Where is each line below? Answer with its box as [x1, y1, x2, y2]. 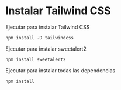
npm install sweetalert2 [5, 56, 66, 62]
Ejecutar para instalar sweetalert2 [5, 45, 87, 52]
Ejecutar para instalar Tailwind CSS [5, 24, 90, 31]
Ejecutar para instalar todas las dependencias [5, 66, 116, 74]
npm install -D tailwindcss [5, 35, 74, 41]
